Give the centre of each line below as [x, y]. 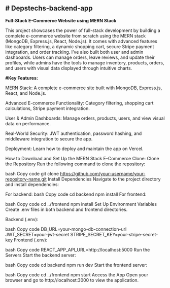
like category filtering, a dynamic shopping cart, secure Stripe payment [80, 46]
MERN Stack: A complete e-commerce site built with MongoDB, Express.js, [84, 88]
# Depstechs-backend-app [49, 8]
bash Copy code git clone [32, 173]
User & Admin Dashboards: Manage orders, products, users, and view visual [85, 118]
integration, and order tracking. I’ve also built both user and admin [74, 52]
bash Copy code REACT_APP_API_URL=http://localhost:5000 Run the [78, 249]
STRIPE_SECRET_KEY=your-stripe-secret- [114, 234]
